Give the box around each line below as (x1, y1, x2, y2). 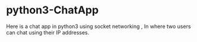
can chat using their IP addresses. (6, 29, 90, 36)
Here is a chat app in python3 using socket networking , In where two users (6, 23, 191, 30)
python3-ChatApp (6, 3, 99, 17)
